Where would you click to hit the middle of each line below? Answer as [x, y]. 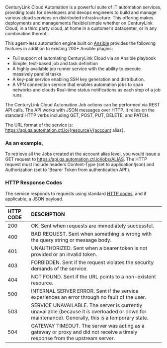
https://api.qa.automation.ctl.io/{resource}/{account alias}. [65, 130]
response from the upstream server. [73, 338]
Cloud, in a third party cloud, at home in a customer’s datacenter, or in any [81, 28]
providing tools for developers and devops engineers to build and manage [81, 12]
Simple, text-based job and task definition [55, 63]
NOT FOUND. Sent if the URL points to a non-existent [93, 276]
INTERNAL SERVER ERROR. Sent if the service [85, 291]
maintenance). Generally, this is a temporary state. [90, 318]
